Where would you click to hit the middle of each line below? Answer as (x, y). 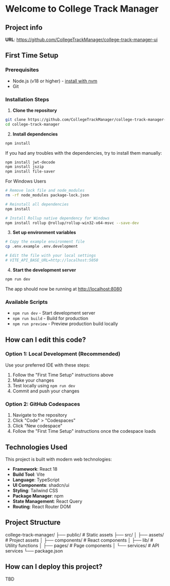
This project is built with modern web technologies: (59, 459)
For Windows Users (26, 181)
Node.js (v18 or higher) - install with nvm (55, 81)
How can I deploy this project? (54, 567)
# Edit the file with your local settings (51, 256)
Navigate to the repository (40, 415)
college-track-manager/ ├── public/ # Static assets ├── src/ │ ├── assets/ (85, 534)
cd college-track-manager (32, 124)
